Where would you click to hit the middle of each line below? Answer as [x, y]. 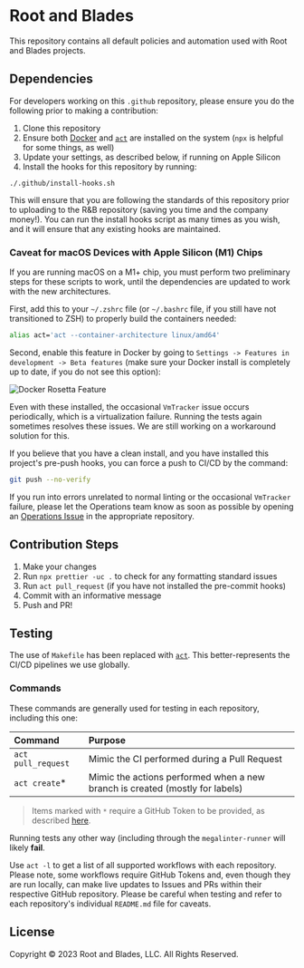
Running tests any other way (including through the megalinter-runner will [147, 837]
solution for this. [40, 435]
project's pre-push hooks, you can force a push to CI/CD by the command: [149, 462]
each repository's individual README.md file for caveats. [110, 904]
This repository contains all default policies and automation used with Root [148, 41]
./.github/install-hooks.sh [62, 183]
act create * [40, 782]
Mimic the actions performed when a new [176, 777]
